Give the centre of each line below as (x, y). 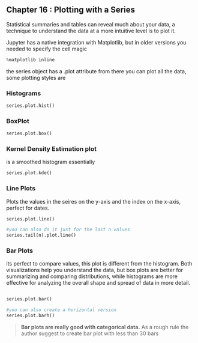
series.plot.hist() (31, 105)
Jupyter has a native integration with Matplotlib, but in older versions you (96, 42)
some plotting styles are (36, 77)
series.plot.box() (29, 134)
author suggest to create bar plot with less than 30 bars (90, 333)
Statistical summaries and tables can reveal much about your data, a (91, 24)
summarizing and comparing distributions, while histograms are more (92, 276)
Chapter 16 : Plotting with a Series (70, 10)
